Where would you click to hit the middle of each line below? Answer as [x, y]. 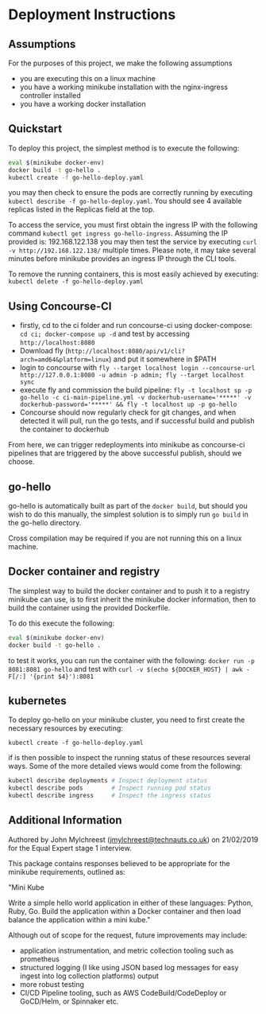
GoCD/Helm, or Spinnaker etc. [69, 1001]
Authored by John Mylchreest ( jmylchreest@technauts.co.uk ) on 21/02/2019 [133, 839]
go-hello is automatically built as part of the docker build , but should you [128, 506]
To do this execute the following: [62, 623]
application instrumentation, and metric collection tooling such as [127, 950]
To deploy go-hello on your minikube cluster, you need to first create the [127, 720]
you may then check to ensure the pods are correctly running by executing [130, 193]
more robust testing [52, 984]
